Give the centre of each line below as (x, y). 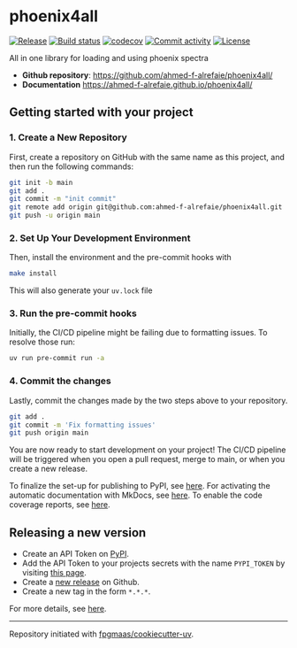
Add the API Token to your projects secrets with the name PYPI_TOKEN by (153, 563)
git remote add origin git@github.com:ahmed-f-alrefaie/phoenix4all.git (146, 207)
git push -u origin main (55, 216)
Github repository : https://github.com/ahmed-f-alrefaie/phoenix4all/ (147, 75)
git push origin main (49, 433)
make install (33, 274)
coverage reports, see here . (60, 505)
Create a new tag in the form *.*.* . (86, 591)
